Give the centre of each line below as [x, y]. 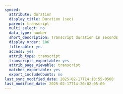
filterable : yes [26, 47]
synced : [13, 10]
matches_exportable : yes [35, 70]
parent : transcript [29, 24]
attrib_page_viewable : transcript [45, 65]
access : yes [22, 51]
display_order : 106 [29, 42]
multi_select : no [27, 28]
